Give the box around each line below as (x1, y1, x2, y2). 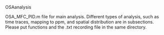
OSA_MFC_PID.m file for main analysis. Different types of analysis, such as (5, 14, 159, 19)
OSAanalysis (5, 4, 31, 10)
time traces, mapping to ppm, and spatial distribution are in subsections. (5, 19, 154, 25)
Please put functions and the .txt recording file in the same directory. (5, 24, 147, 30)
